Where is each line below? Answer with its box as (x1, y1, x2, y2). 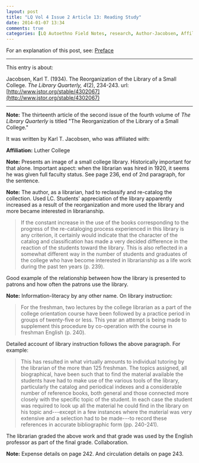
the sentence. (6, 177, 40, 184)
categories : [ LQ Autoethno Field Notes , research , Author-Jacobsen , (6, 31, 179, 37)
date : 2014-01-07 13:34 (6, 20, 65, 25)
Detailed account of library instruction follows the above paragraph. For (6, 340, 181, 348)
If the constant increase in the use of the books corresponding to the (20, 219, 189, 226)
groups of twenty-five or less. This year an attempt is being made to (20, 316, 187, 323)
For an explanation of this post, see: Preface (6, 47, 114, 54)
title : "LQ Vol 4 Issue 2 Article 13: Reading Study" (6, 14, 142, 20)
